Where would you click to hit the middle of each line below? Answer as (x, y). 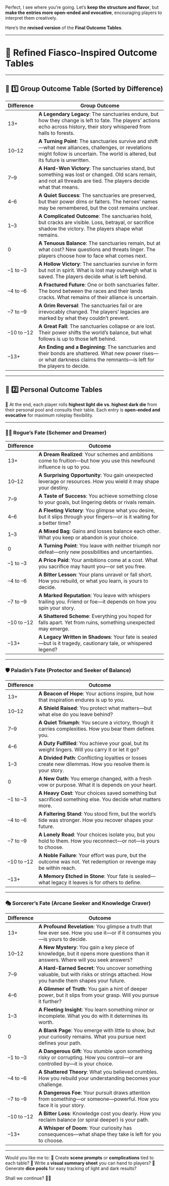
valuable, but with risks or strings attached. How (95, 974)
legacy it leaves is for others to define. (96, 882)
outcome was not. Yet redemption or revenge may (98, 862)
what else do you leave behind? (76, 715)
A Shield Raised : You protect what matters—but (95, 708)
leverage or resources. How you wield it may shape (99, 481)
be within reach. (57, 868)
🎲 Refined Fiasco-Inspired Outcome (81, 53)
